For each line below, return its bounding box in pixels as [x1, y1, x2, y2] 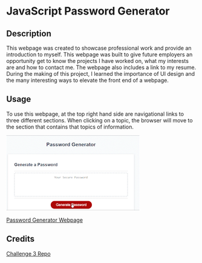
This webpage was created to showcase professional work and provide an [6, 44, 192, 52]
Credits [6, 234, 35, 244]
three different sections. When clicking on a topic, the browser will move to [6, 116, 193, 124]
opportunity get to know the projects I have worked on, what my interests [6, 58, 189, 64]
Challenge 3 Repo [6, 250, 51, 257]
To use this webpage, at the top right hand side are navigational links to [6, 110, 184, 118]
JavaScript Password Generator [6, 4, 171, 18]
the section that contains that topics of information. [6, 123, 134, 130]
